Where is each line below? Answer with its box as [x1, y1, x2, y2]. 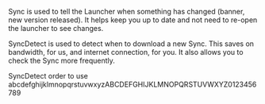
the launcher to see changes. [8, 24, 104, 33]
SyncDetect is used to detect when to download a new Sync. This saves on [8, 39, 255, 48]
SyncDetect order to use [8, 71, 89, 80]
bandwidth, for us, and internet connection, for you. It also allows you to [8, 48, 244, 56]
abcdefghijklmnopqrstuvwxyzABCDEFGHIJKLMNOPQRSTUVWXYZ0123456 [8, 79, 257, 89]
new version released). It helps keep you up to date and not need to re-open [8, 15, 258, 25]
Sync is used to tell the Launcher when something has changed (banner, [8, 7, 245, 16]
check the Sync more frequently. [8, 56, 115, 65]
